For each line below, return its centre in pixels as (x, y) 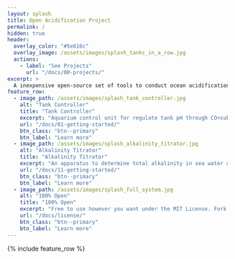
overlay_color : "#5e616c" (51, 46)
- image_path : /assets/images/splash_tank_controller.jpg (100, 99)
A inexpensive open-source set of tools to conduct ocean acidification (122, 85)
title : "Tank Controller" (58, 111)
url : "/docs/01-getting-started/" (70, 124)
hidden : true (26, 33)
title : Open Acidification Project (59, 20)
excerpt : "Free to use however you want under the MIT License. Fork (123, 209)
